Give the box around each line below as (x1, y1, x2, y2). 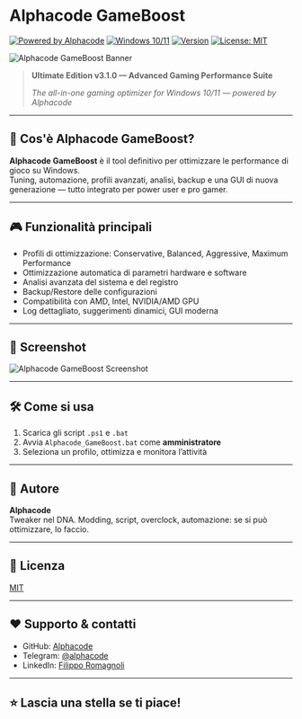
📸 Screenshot (9, 339, 87, 355)
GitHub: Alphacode (22, 640, 93, 652)
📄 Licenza (9, 558, 66, 573)
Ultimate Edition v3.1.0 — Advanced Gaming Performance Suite (31, 69, 273, 81)
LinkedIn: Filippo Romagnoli (22, 660, 125, 670)
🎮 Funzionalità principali (9, 219, 153, 235)
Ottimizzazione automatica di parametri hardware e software (22, 267, 247, 278)
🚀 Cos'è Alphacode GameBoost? (9, 131, 195, 146)
